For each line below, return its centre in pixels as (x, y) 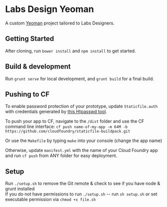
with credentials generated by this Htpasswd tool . (56, 111)
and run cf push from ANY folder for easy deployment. (61, 155)
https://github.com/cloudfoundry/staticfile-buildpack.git (68, 131)
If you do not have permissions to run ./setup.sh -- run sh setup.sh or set (81, 194)
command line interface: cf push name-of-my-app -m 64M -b (67, 126)
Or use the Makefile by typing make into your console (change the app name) (84, 140)
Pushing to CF (27, 94)
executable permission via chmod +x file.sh (51, 199)
